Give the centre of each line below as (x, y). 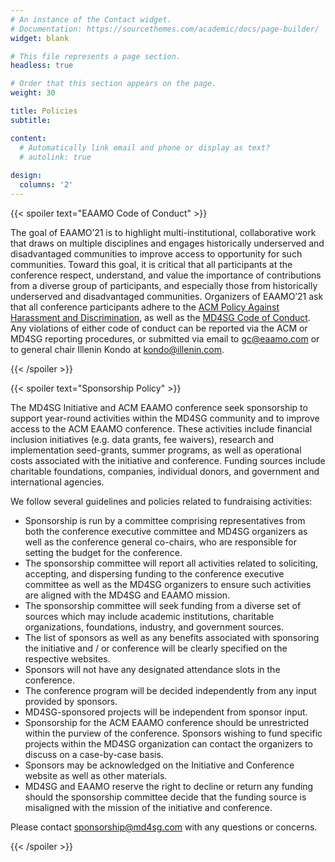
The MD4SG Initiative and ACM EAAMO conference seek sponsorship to (159, 407)
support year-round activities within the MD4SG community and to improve (165, 418)
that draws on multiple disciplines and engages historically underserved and (167, 243)
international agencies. (57, 482)
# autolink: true (55, 157)
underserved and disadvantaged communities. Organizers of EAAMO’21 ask (167, 296)
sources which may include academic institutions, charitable (149, 616)
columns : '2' (46, 185)
